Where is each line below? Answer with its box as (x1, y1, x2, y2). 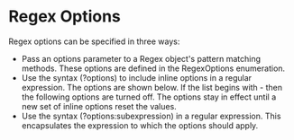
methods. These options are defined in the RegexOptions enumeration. (21, 63, 286, 74)
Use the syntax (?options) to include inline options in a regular (21, 72, 253, 83)
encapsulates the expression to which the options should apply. (21, 119, 259, 131)
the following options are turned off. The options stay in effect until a (21, 92, 277, 102)
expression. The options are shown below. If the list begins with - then (21, 82, 283, 92)
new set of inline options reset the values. (21, 101, 177, 111)
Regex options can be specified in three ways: (8, 36, 180, 47)
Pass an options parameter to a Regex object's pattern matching (21, 53, 261, 64)
